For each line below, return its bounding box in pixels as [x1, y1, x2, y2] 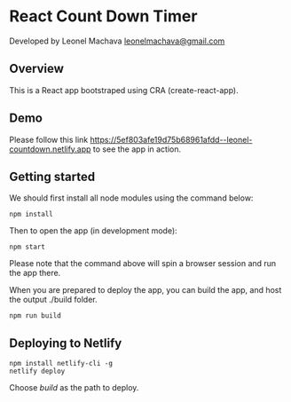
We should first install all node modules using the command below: [9, 193, 254, 203]
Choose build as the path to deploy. [9, 382, 139, 393]
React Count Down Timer [9, 6, 198, 27]
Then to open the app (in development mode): [9, 225, 177, 236]
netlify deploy [9, 367, 66, 376]
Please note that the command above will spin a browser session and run [9, 258, 277, 269]
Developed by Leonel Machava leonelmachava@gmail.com [9, 35, 225, 46]
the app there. [9, 268, 61, 279]
